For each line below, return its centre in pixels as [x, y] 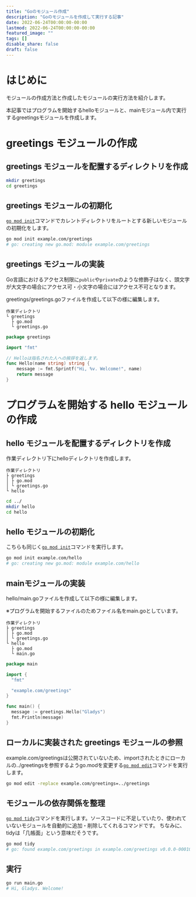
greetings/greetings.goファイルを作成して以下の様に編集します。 [84, 299]
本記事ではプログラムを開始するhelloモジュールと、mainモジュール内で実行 [96, 110]
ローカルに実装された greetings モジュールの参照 [94, 743]
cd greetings [22, 186]
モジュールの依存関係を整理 [56, 803]
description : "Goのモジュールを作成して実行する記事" [65, 17]
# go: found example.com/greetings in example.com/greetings [82, 850]
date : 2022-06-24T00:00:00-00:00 [47, 22]
